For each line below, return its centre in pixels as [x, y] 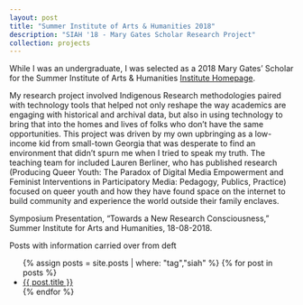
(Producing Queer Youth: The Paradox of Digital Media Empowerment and [147, 172]
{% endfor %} [48, 292]
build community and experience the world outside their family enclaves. [144, 201]
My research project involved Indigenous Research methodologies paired [146, 96]
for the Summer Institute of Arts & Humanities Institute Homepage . [132, 79]
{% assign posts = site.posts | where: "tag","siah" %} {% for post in [147, 263]
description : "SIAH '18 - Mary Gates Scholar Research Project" [133, 34]
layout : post [34, 18]
